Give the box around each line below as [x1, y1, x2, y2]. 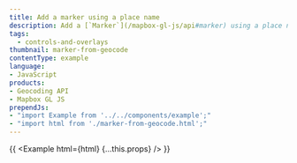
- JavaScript [9, 70, 57, 79]
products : [9, 78, 46, 87]
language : [9, 63, 46, 71]
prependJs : [9, 103, 49, 112]
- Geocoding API [9, 86, 69, 95]
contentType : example [9, 54, 89, 63]
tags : [9, 29, 29, 38]
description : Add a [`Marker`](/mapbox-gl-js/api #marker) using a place [9, 21, 283, 30]
